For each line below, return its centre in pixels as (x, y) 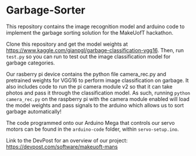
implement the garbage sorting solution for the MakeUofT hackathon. (90, 32)
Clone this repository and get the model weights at (67, 44)
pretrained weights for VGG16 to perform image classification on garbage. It (97, 80)
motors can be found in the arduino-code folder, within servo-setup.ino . (93, 129)
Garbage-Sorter (46, 10)
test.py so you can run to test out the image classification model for (88, 56)
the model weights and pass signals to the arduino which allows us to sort (95, 105)
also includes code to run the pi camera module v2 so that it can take (89, 86)
